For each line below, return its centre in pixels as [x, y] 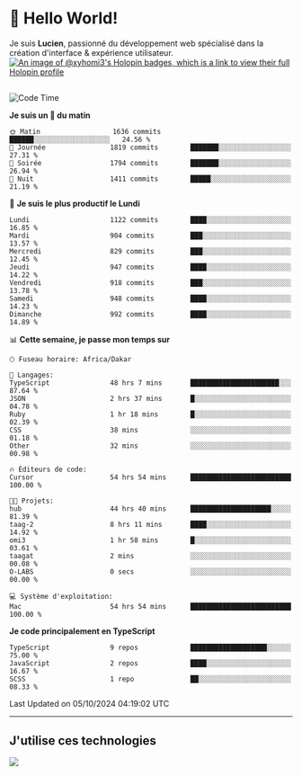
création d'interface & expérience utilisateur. [91, 52]
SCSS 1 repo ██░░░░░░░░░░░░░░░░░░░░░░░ [151, 679]
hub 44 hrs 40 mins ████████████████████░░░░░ [151, 509]
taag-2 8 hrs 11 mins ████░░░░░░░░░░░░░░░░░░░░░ [151, 525]
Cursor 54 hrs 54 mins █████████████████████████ [151, 477]
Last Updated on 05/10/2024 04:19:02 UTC [89, 704]
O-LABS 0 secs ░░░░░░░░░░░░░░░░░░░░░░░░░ [151, 572]
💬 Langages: [31, 375]
